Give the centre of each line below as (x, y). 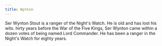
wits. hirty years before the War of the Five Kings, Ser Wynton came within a (81, 28)
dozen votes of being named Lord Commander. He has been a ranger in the (80, 33)
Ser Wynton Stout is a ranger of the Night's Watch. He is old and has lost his (81, 23)
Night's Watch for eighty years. (36, 38)
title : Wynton (19, 9)
